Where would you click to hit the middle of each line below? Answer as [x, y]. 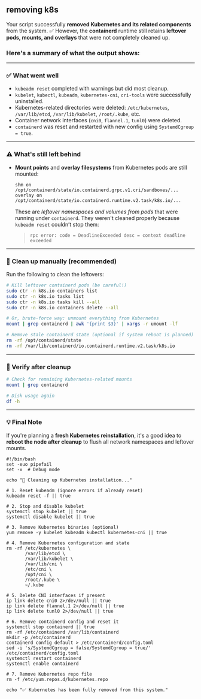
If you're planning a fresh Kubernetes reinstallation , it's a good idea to [94, 435]
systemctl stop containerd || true [51, 627]
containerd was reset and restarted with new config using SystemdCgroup [104, 127]
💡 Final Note [24, 422]
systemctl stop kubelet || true [46, 511]
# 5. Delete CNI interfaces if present [56, 595]
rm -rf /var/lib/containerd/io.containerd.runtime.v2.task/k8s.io [91, 346]
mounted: [27, 174]
